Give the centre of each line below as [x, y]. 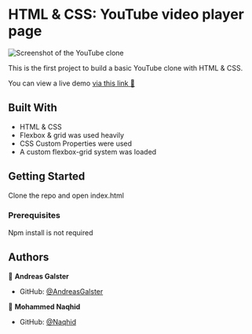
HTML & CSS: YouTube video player [126, 15]
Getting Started [47, 177]
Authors [29, 258]
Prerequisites [34, 216]
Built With [33, 108]
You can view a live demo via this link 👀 [71, 83]
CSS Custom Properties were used [75, 143]
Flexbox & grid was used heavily [71, 135]
